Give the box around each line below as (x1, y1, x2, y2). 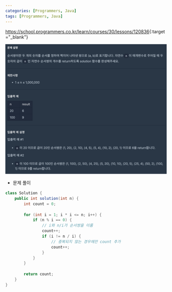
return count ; (24, 272, 54, 277)
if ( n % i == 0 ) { (32, 218, 72, 223)
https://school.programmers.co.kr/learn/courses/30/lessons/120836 (5, 28, 149, 34)
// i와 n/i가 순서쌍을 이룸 (41, 223, 93, 228)
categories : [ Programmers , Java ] (5, 8, 77, 13)
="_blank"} (5, 34, 28, 40)
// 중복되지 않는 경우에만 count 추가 (51, 239, 121, 244)
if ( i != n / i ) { (41, 234, 81, 239)
